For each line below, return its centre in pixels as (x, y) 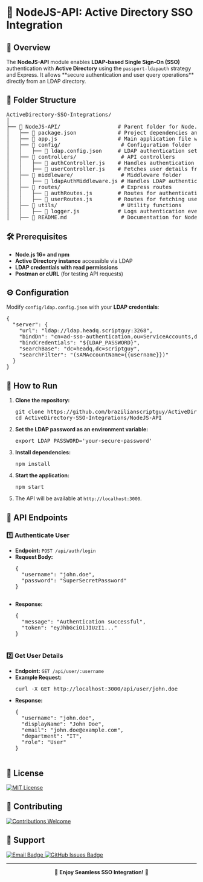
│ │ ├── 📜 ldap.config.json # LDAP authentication (96, 151)
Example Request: (38, 678)
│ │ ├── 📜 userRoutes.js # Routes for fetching (96, 199)
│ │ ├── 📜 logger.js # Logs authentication (96, 211)
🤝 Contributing (34, 807)
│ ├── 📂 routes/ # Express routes (89, 187)
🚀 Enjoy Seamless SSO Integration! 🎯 (101, 872)
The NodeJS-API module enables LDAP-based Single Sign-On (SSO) (93, 62)
